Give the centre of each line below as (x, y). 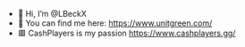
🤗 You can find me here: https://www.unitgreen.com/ (115, 23)
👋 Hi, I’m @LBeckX (52, 14)
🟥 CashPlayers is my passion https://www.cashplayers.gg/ (127, 33)
